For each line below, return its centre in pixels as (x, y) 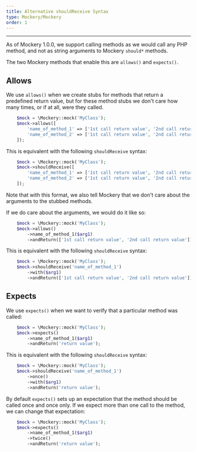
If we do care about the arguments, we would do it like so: (76, 212)
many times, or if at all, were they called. (55, 107)
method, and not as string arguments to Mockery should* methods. (87, 51)
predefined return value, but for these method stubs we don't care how (92, 101)
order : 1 (17, 22)
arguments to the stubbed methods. (49, 201)
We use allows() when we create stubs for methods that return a (85, 95)
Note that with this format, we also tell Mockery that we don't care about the (98, 195)
